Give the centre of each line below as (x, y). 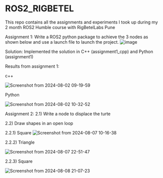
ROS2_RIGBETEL (40, 9)
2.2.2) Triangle (20, 142)
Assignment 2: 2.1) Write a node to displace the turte (58, 114)
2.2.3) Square (19, 161)
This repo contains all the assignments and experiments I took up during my (81, 22)
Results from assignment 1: (32, 66)
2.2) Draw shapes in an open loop (39, 123)
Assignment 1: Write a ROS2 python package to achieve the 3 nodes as (77, 37)
